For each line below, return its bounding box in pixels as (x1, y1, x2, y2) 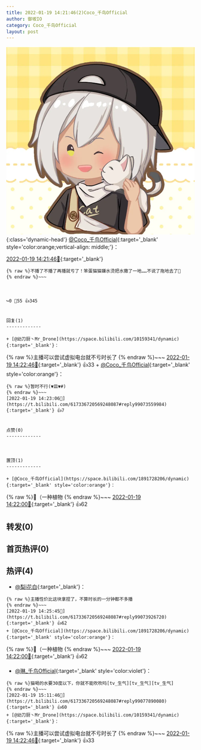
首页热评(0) (6, 544, 49, 554)
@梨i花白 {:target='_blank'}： (14, 583, 86, 590)
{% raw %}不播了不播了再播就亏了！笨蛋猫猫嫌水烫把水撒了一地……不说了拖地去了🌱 (6, 268, 181, 275)
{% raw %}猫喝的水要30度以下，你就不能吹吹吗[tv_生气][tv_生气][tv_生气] (6, 680, 174, 686)
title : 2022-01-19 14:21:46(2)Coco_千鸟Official (6, 10, 128, 16)
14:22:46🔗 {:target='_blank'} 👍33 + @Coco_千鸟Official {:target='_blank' (13, 361, 190, 368)
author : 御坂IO (6, 16, 42, 22)
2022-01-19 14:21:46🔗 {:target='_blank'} (6, 255, 103, 263)
